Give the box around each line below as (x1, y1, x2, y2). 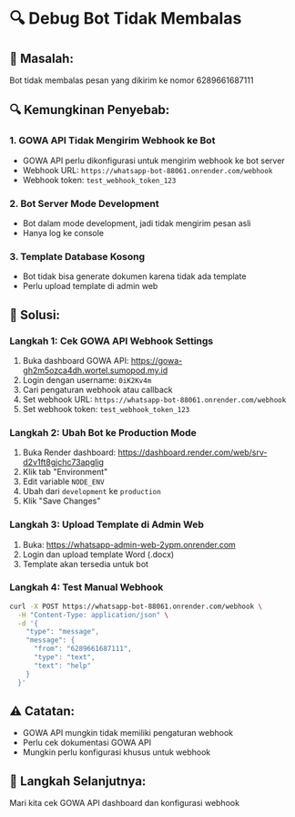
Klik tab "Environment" (22, 467, 108, 478)
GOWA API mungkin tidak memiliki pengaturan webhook (22, 728, 234, 739)
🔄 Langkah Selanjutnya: (9, 773, 147, 789)
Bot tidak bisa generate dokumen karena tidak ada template (22, 271, 247, 282)
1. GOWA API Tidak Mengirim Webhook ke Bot (9, 134, 216, 147)
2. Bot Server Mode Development (9, 197, 159, 210)
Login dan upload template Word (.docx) (22, 549, 175, 560)
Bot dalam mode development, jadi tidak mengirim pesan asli (22, 217, 251, 229)
